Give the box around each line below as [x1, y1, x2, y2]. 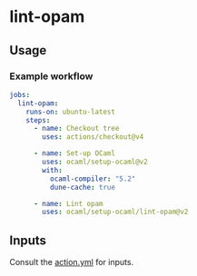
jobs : [9, 90, 30, 99]
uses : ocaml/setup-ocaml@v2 [42, 157, 148, 166]
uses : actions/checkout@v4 [42, 133, 144, 142]
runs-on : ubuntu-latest [25, 107, 116, 116]
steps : [25, 115, 51, 124]
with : [42, 165, 64, 174]
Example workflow [9, 70, 94, 83]
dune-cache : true [49, 182, 116, 192]
